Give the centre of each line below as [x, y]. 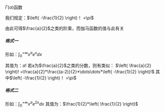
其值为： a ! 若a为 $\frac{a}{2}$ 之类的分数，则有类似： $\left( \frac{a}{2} [78, 65]
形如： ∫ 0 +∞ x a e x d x [24, 54]
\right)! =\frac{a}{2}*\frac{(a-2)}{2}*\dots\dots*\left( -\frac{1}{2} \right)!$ [80, 72]
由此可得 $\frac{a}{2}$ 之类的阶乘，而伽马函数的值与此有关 [65, 28]
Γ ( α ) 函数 [14, 7]
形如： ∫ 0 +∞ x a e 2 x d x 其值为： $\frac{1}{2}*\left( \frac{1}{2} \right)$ [72, 104]
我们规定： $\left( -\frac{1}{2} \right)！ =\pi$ [50, 18]
